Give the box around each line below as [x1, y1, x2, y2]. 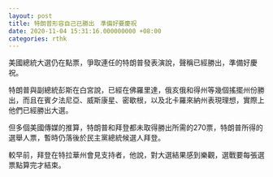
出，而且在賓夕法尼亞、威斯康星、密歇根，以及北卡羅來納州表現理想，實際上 [8, 95, 265, 106]
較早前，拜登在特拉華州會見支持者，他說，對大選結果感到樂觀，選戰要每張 [8, 150, 258, 160]
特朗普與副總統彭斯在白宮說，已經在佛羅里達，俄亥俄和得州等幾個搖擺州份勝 [8, 85, 265, 95]
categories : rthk [8, 34, 67, 43]
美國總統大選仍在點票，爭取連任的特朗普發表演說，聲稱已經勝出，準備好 [8, 58, 250, 67]
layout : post [8, 11, 53, 20]
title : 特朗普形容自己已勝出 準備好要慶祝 [8, 19, 137, 28]
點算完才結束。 [15, 160, 66, 171]
